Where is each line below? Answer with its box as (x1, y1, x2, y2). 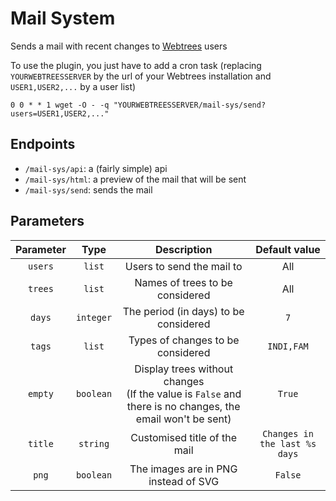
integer (75, 312, 113, 323)
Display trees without (134, 362, 234, 376)
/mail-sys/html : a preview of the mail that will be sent (24, 173, 247, 185)
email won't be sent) (135, 412, 232, 426)
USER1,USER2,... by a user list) (10, 80, 137, 92)
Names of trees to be (134, 275, 233, 289)
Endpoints (10, 136, 76, 153)
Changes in (262, 428, 314, 439)
